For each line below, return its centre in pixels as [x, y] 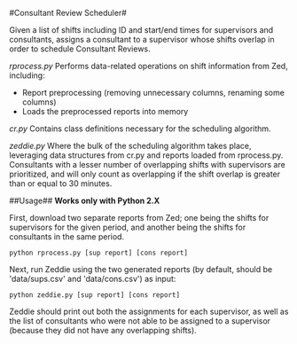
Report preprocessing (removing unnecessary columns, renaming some [153, 93]
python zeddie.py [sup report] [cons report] [94, 295]
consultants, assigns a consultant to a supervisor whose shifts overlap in [142, 39]
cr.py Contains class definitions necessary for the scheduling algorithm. [141, 129]
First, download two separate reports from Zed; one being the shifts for [139, 218]
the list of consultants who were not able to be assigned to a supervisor [140, 321]
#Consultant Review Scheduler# [68, 13]
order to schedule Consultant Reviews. [80, 49]
